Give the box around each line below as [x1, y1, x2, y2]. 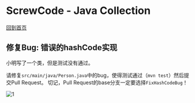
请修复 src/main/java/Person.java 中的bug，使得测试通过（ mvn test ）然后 [6, 72, 184, 79]
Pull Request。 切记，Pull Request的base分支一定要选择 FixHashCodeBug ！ [11, 79, 189, 86]
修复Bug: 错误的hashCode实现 [6, 42, 118, 53]
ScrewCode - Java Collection [6, 4, 151, 17]
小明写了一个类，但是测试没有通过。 [6, 59, 94, 66]
